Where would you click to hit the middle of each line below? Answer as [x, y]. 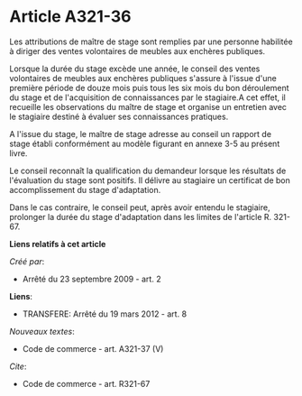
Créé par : [27, 261]
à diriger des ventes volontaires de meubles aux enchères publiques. [137, 51]
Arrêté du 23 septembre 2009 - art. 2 [92, 279]
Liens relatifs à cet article [58, 244]
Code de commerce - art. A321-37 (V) [93, 348]
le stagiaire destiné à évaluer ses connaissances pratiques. [119, 116]
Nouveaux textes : [42, 331]
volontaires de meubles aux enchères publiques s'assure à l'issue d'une [143, 78]
